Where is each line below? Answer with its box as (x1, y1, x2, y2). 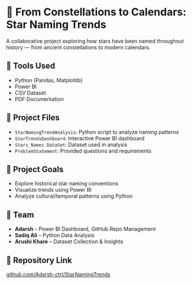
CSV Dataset (14, 89, 46, 96)
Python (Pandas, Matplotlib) (14, 76, 83, 83)
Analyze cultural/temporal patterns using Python (14, 192, 133, 200)
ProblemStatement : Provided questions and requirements (14, 147, 152, 154)
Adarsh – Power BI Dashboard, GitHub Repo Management (14, 225, 156, 233)
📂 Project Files (6, 112, 60, 123)
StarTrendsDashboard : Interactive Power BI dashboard (14, 134, 145, 141)
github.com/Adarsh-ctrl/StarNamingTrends (6, 271, 110, 277)
